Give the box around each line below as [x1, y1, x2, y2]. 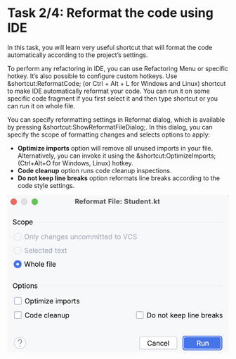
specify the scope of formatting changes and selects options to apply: [7, 130, 211, 139]
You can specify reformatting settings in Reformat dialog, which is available [7, 115, 225, 124]
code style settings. [17, 181, 75, 189]
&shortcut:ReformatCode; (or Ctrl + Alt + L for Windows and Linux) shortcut [7, 79, 226, 87]
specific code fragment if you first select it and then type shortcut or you [7, 94, 218, 103]
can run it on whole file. [7, 101, 76, 110]
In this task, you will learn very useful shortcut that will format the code [7, 43, 213, 51]
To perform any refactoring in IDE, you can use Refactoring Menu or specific [7, 64, 228, 73]
